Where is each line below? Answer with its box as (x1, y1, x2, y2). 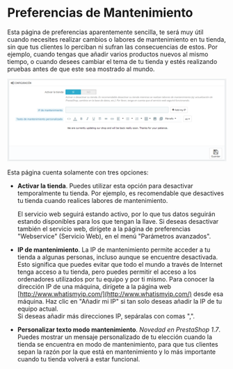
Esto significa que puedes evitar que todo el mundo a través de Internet (17, 260, 223, 268)
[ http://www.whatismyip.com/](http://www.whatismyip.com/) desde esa (17, 290, 224, 298)
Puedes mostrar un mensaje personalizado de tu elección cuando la (17, 332, 213, 341)
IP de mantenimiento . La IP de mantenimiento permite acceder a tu (17, 245, 211, 254)
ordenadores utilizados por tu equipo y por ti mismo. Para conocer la (17, 274, 214, 283)
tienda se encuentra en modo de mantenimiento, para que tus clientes (17, 340, 219, 348)
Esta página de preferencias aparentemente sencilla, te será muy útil (7, 28, 204, 36)
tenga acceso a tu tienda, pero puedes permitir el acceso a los (17, 268, 197, 276)
